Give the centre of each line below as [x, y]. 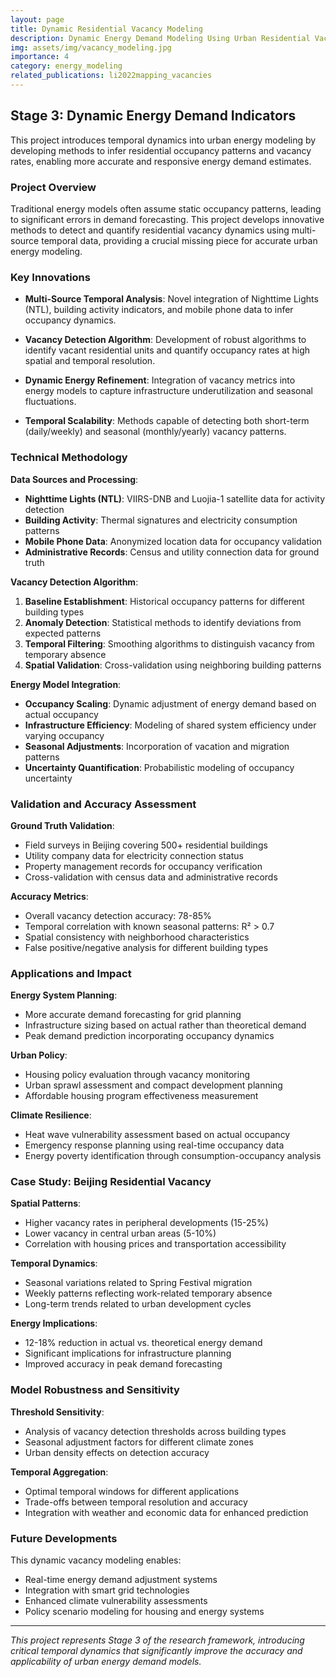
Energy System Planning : [64, 995]
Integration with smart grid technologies [107, 1590]
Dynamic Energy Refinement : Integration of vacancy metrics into [160, 380]
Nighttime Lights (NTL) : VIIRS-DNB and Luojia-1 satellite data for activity [175, 498]
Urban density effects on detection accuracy [117, 1452]
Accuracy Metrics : [49, 896]
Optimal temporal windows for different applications [132, 1491]
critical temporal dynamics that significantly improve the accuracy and [156, 1651]
